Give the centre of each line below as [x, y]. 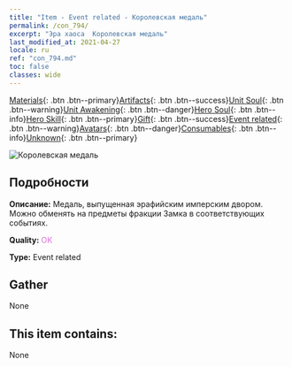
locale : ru [29, 50]
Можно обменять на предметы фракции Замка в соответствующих [137, 213]
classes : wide [35, 75]
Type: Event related [45, 256]
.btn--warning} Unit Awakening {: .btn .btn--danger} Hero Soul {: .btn [131, 109]
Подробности [49, 183]
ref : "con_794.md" [43, 58]
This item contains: [63, 334]
